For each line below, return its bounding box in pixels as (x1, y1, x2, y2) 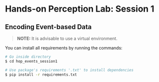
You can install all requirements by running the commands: (5, 45, 123, 50)
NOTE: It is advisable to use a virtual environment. (17, 35, 118, 41)
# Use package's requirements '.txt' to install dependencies (5, 67, 134, 72)
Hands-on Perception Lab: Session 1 (5, 3, 155, 15)
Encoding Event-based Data (5, 23, 92, 31)
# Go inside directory (5, 54, 51, 59)
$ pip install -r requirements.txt (5, 72, 77, 77)
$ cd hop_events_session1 (5, 59, 57, 64)
